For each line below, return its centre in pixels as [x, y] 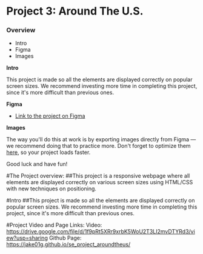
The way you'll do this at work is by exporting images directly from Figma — [101, 139]
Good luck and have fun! [37, 164]
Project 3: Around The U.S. [75, 11]
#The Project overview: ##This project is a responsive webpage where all [98, 176]
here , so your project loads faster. [48, 152]
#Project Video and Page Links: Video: [54, 225]
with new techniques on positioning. [52, 189]
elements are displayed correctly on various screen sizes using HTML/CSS [100, 182]
